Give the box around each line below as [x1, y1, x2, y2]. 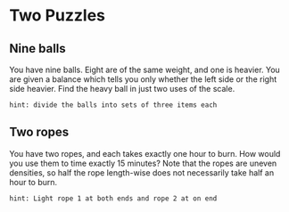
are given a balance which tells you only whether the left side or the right [9, 74, 277, 85]
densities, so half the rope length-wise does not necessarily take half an [9, 167, 275, 178]
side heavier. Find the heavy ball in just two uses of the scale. [9, 84, 235, 94]
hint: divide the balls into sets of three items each [9, 101, 218, 110]
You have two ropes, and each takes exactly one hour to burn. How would [9, 148, 281, 159]
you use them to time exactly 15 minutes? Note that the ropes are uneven [9, 158, 277, 168]
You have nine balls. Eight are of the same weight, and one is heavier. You [9, 64, 281, 75]
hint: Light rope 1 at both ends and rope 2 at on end [9, 193, 218, 203]
